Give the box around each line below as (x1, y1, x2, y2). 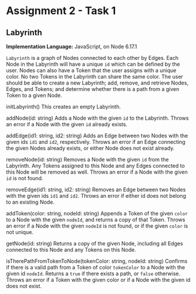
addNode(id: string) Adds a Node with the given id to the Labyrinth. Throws (6, 114, 189, 121)
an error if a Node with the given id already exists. (6, 121, 128, 127)
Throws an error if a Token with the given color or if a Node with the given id (6, 276, 191, 283)
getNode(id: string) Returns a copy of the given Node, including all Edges (6, 240, 183, 247)
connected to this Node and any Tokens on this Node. (6, 246, 136, 253)
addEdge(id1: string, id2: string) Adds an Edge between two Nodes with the (6, 132, 188, 139)
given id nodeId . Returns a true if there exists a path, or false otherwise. (6, 270, 181, 277)
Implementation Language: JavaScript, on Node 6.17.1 (6, 43, 137, 50)
